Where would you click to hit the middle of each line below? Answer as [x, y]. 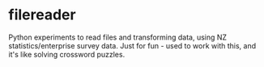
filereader [42, 15]
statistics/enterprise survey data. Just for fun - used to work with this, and [132, 45]
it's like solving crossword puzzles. [67, 54]
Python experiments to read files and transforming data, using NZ [118, 37]
